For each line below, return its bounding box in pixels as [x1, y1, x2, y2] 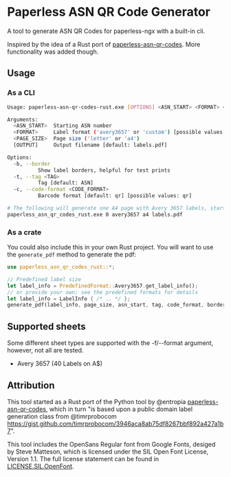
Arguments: [7, 116, 38, 123]
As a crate [7, 228, 42, 237]
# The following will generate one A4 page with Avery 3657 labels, [7, 205, 208, 212]
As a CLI [7, 88, 36, 98]
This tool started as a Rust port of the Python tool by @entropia [7, 397, 186, 406]
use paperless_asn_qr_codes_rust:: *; [7, 264, 115, 271]
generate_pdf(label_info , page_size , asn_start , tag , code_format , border [7, 302, 226, 309]
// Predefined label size [7, 276, 81, 282]
